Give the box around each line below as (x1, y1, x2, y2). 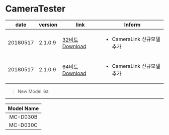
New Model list (17, 88, 49, 94)
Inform (124, 21, 141, 28)
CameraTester (5, 3, 66, 15)
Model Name (8, 105, 39, 112)
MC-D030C (9, 121, 38, 128)
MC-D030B (9, 113, 38, 120)
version (39, 21, 58, 28)
